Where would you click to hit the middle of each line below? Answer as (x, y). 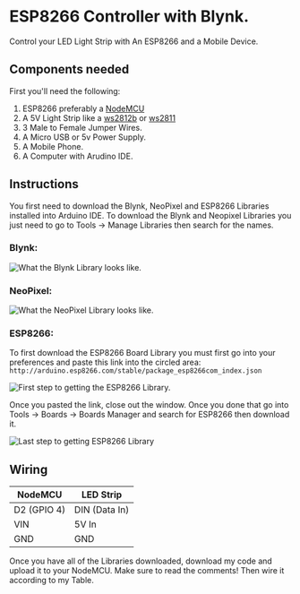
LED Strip (102, 495)
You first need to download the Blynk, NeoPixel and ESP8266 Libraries (139, 206)
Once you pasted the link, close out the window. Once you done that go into (149, 405)
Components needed (69, 69)
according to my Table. (51, 581)
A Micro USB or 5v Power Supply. (84, 137)
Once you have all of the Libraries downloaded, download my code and (141, 561)
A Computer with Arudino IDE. (77, 156)
